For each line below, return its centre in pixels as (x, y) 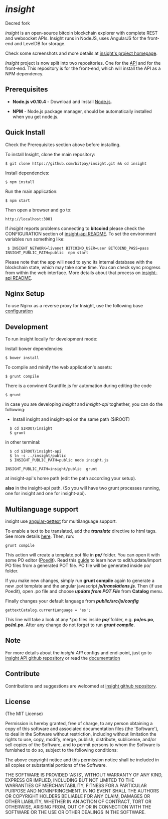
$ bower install (22, 358)
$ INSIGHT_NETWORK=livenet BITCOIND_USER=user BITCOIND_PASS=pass (78, 248)
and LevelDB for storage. (40, 43)
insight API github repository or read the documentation (63, 658)
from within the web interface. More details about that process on (73, 273)
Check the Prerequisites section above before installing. (63, 145)
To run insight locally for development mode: (51, 339)
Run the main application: (31, 191)
